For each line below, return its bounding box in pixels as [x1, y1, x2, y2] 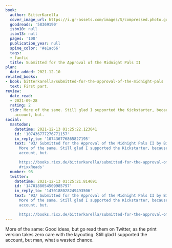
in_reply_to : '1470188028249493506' [14, 188, 93, 194]
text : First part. [10, 84, 50, 89]
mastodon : [10, 121, 31, 127]
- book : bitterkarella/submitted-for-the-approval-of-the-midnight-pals [5, 79, 164, 84]
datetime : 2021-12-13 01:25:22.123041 [14, 127, 97, 132]
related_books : [5, 74, 38, 79]
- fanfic [10, 55, 29, 60]
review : [5, 88, 22, 94]
